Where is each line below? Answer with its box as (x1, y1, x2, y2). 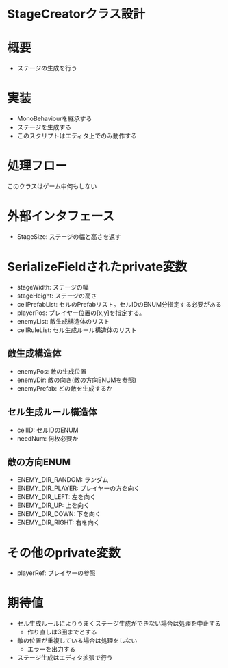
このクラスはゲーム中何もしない (7, 182, 97, 190)
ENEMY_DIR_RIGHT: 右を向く (16, 518, 100, 527)
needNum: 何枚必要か (16, 434, 79, 442)
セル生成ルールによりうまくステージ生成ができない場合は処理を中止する (16, 619, 221, 628)
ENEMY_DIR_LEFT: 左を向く (16, 493, 96, 501)
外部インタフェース (7, 209, 115, 224)
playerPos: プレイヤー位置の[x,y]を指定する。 (16, 309, 146, 317)
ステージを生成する (16, 123, 72, 131)
